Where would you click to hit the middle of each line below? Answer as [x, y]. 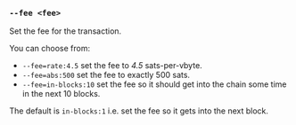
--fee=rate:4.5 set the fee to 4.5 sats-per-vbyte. [112, 66]
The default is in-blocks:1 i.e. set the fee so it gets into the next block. [139, 111]
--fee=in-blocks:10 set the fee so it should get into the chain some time [154, 84]
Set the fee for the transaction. [66, 31]
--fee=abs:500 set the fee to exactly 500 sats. [106, 75]
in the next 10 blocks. [61, 94]
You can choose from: [50, 49]
